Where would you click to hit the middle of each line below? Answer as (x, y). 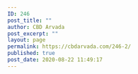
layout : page (27, 40)
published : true (31, 54)
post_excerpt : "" (33, 33)
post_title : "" (30, 20)
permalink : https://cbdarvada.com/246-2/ (69, 47)
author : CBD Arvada (36, 27)
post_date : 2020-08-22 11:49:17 (55, 60)
